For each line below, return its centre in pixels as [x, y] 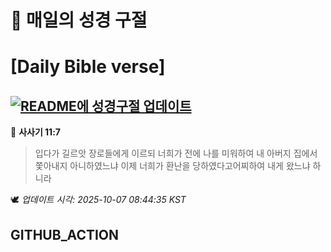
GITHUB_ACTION [65, 234]
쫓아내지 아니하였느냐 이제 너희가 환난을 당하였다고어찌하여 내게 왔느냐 [172, 166]
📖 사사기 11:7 [35, 132]
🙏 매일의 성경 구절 [79, 20]
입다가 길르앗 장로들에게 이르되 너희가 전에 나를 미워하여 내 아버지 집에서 [176, 153]
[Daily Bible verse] [88, 67]
